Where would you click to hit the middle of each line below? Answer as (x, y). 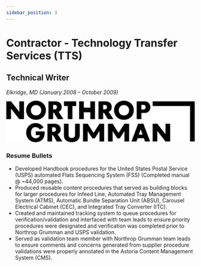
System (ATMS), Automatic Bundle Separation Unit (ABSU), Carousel (99, 201)
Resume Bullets (29, 156)
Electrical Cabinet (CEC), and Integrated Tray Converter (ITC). (91, 207)
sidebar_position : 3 (32, 13)
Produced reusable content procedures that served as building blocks (101, 188)
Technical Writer (38, 78)
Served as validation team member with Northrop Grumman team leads (103, 239)
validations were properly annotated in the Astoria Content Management (104, 251)
